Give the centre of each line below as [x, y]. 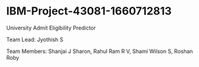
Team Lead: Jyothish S [35, 39]
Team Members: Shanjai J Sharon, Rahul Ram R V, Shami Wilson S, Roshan [99, 51]
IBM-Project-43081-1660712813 [89, 11]
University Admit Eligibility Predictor [51, 28]
